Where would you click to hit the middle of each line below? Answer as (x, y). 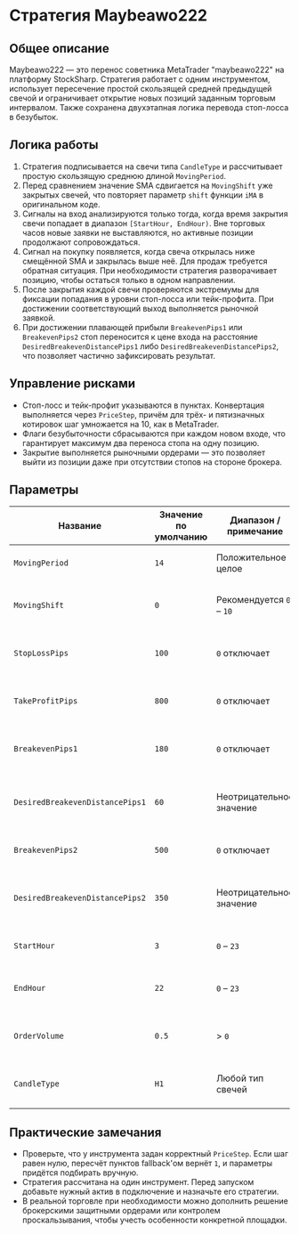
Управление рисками (73, 384)
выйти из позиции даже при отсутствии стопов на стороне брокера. (152, 462)
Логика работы (54, 145)
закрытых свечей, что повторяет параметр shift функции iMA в (143, 195)
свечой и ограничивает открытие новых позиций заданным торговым (142, 98)
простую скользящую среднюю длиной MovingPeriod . (124, 175)
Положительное (251, 557)
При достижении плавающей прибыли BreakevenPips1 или (132, 327)
